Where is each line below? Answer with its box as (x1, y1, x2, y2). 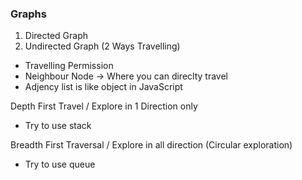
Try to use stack (24, 120, 92, 132)
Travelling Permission (24, 60, 114, 72)
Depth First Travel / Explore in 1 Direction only (10, 100, 198, 112)
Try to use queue (24, 158, 96, 171)
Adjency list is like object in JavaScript (24, 81, 183, 93)
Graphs (10, 7, 47, 21)
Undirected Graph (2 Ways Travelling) (24, 40, 181, 52)
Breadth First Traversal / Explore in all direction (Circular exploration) (10, 139, 293, 151)
